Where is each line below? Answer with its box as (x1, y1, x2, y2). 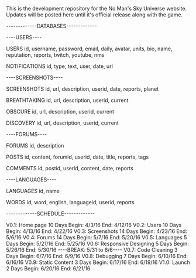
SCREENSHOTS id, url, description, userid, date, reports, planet (6, 85, 159, 92)
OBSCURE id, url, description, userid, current (6, 108, 115, 115)
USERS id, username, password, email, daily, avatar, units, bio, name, (6, 45, 173, 52)
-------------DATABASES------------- (6, 23, 98, 29)
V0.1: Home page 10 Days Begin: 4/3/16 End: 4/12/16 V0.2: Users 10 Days (6, 222, 182, 228)
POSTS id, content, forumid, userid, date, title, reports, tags (6, 153, 149, 160)
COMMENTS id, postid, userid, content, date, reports (6, 165, 133, 171)
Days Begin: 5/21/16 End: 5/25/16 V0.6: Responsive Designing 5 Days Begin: (6, 240, 189, 247)
